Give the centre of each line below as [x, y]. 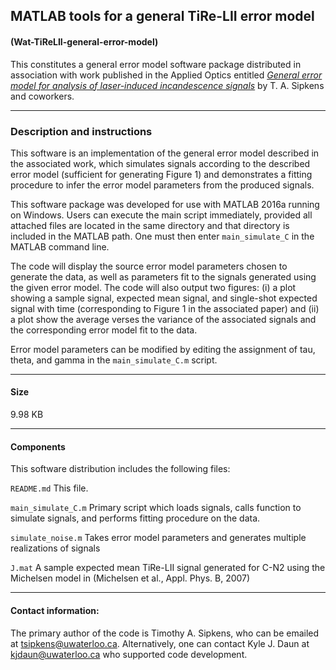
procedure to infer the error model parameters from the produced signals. [162, 185]
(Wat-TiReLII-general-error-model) [84, 41]
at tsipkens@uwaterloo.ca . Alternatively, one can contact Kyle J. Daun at [160, 643]
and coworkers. [42, 96]
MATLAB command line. [60, 246]
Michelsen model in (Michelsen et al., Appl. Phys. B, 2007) [130, 578]
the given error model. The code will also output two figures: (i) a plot [153, 287]
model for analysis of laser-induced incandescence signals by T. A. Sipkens [167, 85]
